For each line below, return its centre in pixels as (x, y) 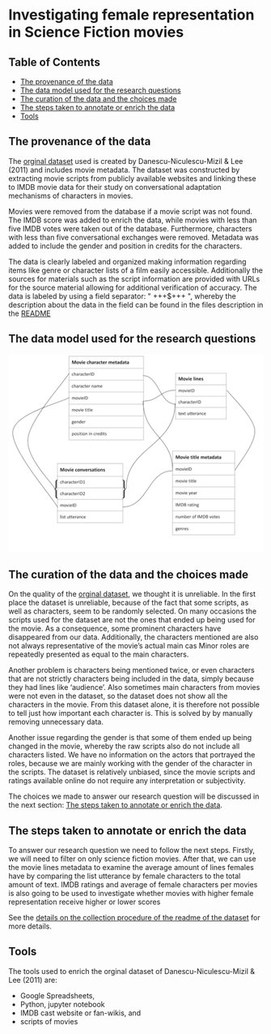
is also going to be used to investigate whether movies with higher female (131, 894)
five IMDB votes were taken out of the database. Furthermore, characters (130, 228)
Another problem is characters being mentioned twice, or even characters (131, 670)
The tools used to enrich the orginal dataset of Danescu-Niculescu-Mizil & (132, 971)
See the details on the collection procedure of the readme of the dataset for (134, 918)
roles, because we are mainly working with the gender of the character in (130, 764)
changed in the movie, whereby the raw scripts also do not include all (124, 746)
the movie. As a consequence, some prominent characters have (115, 629)
